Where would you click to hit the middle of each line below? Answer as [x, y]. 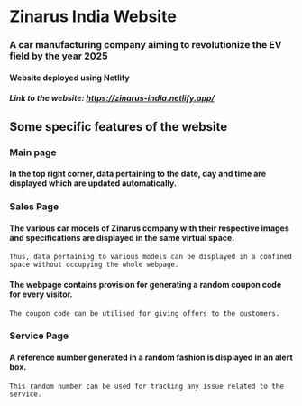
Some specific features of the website [119, 127]
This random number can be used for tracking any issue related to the [146, 386]
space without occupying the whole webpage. [94, 265]
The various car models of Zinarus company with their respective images [150, 228]
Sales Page [34, 207]
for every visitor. [41, 294]
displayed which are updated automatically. [93, 183]
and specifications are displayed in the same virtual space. [122, 237]
